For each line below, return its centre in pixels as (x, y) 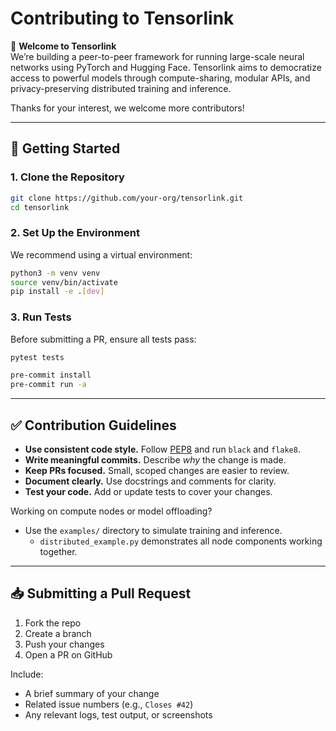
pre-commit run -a (48, 385)
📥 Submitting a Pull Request (101, 593)
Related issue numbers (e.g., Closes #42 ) (109, 704)
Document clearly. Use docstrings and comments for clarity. (150, 481)
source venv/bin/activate (64, 282)
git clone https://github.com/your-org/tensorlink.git (127, 198)
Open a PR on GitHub (68, 654)
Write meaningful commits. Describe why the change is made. (155, 460)
